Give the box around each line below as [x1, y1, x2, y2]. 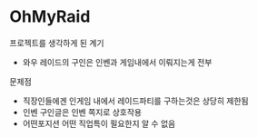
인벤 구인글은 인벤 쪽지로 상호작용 [22, 106, 143, 117]
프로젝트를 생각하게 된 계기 [9, 37, 104, 48]
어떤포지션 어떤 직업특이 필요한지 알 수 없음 [22, 118, 176, 129]
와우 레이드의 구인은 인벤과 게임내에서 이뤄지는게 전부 [22, 56, 213, 67]
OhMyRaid [9, 6, 91, 27]
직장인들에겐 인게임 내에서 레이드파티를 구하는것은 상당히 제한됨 [22, 95, 249, 106]
